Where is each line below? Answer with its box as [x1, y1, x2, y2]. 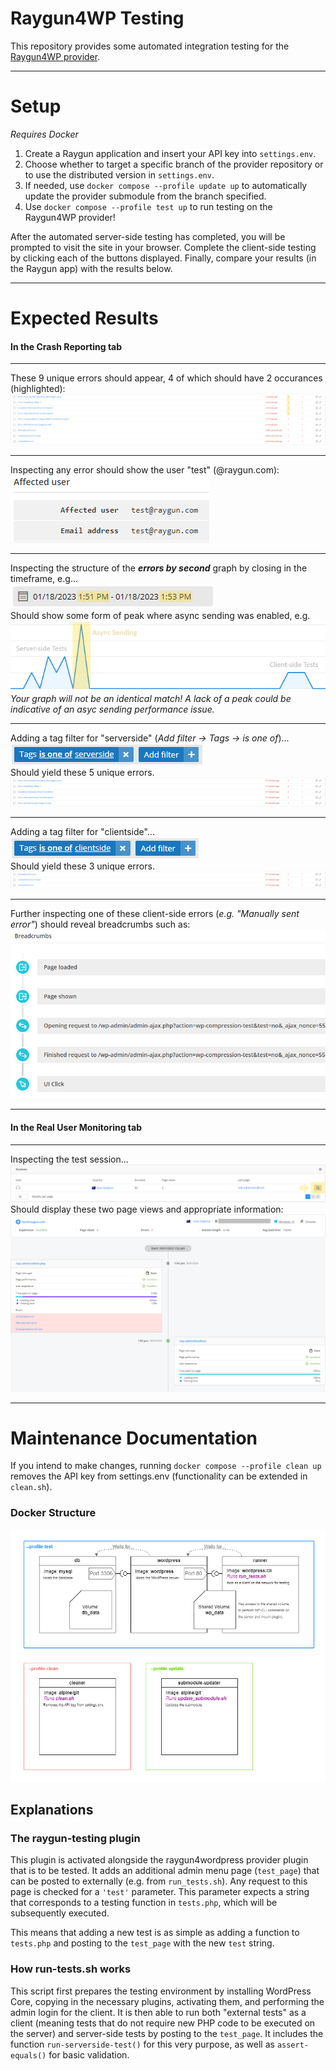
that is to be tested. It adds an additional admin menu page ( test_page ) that [10, 1865, 320, 1877]
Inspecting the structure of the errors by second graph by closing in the [10, 562, 308, 574]
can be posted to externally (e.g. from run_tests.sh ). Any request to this [10, 1875, 308, 1887]
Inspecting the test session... [10, 1153, 129, 1165]
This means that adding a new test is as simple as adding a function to [10, 1927, 300, 1939]
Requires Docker [10, 128, 79, 140]
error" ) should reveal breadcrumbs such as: [10, 918, 191, 931]
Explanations [10, 1802, 94, 1819]
